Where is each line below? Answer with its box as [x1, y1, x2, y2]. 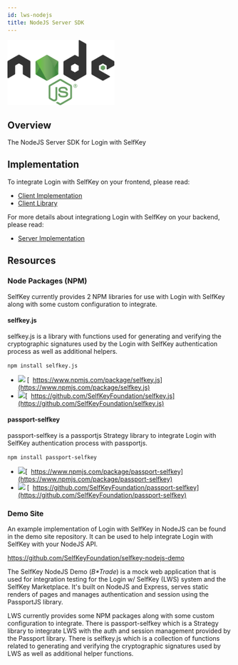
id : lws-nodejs [7, 11, 53, 19]
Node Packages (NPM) [7, 276, 88, 286]
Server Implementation [17, 234, 86, 242]
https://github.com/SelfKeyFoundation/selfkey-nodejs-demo [7, 554, 185, 562]
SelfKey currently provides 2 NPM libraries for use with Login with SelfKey [7, 292, 225, 300]
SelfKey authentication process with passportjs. [7, 439, 148, 447]
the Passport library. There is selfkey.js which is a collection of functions [7, 634, 220, 643]
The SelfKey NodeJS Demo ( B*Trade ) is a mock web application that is [7, 567, 217, 576]
